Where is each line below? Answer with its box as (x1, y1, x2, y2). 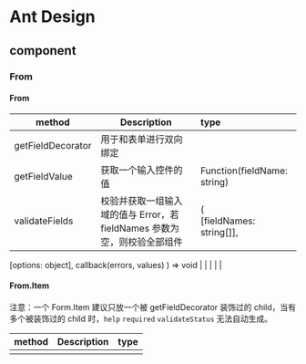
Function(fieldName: (199, 164, 289, 177)
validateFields (14, 214, 74, 227)
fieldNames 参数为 (100, 222, 179, 234)
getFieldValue (14, 170, 73, 182)
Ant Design (9, 6, 96, 27)
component (9, 43, 76, 58)
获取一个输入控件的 (100, 163, 184, 176)
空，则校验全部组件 (100, 235, 184, 248)
